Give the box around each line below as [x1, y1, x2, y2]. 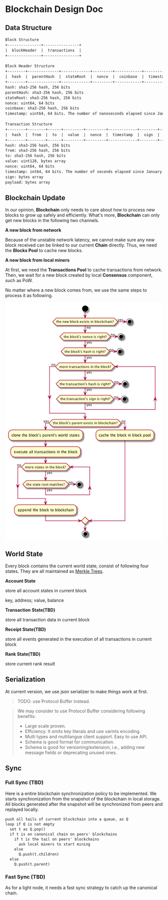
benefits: [17, 713, 36, 719]
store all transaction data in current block [5, 617, 90, 623]
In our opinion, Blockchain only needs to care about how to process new [5, 207, 155, 213]
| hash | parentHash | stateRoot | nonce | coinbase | [5, 74, 144, 80]
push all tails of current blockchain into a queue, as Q [5, 816, 128, 821]
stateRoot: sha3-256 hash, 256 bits [5, 95, 81, 101]
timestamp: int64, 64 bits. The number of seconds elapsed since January [5, 169, 162, 174]
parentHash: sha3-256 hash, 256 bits [5, 90, 84, 95]
